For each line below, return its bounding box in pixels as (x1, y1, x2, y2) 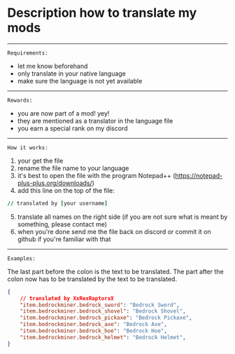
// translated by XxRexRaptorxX (20, 294, 114, 302)
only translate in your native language (17, 69, 126, 78)
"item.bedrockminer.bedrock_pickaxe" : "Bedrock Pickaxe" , (20, 314, 192, 322)
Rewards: (7, 97, 33, 104)
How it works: (7, 144, 49, 151)
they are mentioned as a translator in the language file (17, 116, 173, 125)
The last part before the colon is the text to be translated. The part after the (7, 267, 224, 275)
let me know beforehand (17, 62, 88, 70)
